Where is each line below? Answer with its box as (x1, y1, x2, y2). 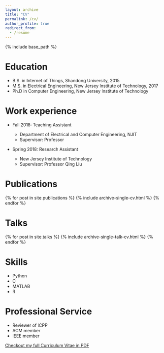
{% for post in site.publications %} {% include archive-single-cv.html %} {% (5, 195, 160, 201)
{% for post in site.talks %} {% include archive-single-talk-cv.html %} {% (5, 234, 154, 240)
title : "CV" (5, 12, 30, 17)
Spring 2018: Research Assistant (12, 146, 78, 152)
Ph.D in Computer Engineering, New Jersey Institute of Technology (12, 88, 149, 94)
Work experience (5, 105, 77, 117)
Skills (5, 256, 28, 267)
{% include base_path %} (5, 44, 57, 50)
